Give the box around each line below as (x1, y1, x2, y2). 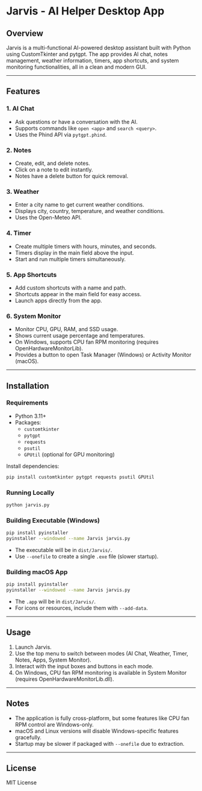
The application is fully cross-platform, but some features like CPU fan (14, 715, 189, 722)
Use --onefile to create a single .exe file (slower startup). (14, 553, 159, 560)
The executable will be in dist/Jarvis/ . (14, 546, 112, 553)
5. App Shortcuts (6, 270, 57, 279)
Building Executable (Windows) (6, 516, 100, 524)
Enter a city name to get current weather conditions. (14, 201, 144, 208)
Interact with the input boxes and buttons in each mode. (14, 662, 154, 669)
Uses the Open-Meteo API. (14, 214, 82, 221)
